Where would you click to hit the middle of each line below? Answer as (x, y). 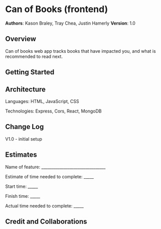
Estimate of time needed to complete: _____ (50, 176)
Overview (21, 39)
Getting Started (30, 72)
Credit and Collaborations (46, 221)
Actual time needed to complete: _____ (44, 206)
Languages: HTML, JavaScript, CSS (42, 101)
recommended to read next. (34, 56)
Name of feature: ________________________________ (55, 167)
